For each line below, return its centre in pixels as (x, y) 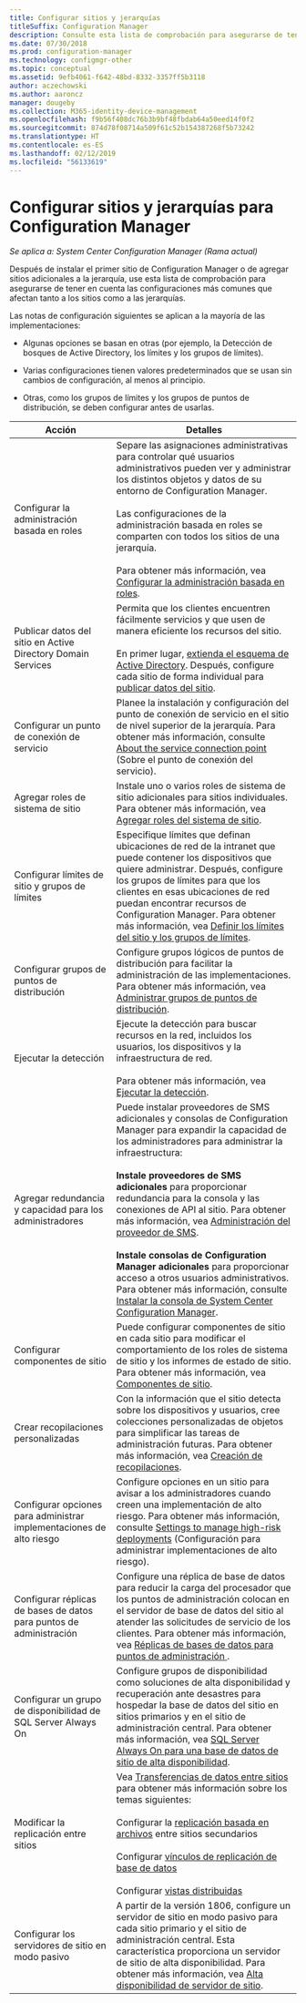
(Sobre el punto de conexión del (184, 760)
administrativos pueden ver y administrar (204, 468)
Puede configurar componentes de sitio (201, 1327)
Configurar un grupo (58, 1700)
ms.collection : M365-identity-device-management (103, 111)
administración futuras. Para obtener (194, 1444)
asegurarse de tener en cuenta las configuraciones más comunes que (141, 289)
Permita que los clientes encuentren (193, 609)
